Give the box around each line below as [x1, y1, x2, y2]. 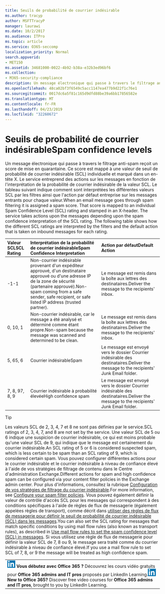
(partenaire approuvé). [30, 283, 76, 289]
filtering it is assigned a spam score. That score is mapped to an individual [5, 203, 156, 209]
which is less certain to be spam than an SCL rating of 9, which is [5, 450, 137, 456]
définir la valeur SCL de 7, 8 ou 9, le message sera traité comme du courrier [5, 539, 158, 545]
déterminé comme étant [30, 322, 79, 328]
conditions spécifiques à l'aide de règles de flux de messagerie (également [5, 503, 157, 509]
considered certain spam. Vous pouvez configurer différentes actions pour [5, 455, 156, 461]
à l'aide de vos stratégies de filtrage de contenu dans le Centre [5, 466, 133, 472]
